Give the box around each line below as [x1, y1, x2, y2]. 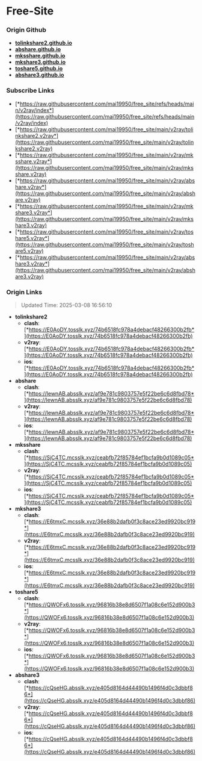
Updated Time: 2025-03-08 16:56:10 [20, 302, 112, 309]
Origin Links [6, 288, 43, 296]
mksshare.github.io [14, 52, 66, 60]
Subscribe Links [6, 86, 55, 95]
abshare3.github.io [14, 71, 64, 79]
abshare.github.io [14, 46, 61, 53]
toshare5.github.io [14, 65, 63, 72]
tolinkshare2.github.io [14, 39, 72, 46]
